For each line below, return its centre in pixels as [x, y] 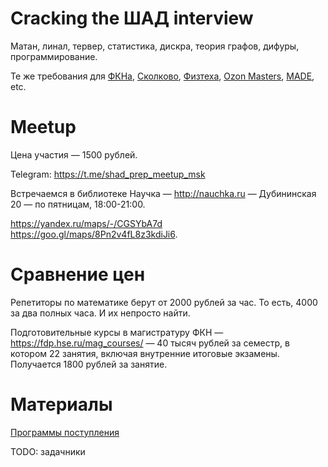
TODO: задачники [48, 451]
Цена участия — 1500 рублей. [74, 154]
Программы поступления [65, 432]
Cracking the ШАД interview [132, 18]
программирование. [54, 56]
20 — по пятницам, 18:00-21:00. [78, 204]
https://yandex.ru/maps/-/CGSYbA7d [86, 223]
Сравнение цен [78, 274]
